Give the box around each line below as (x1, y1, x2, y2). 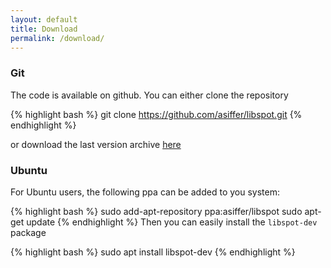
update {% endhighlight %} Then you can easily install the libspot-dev (26, 216, 318, 228)
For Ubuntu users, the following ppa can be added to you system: (10, 186, 280, 198)
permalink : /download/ (10, 33, 105, 43)
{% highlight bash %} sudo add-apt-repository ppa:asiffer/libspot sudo (10, 205, 303, 217)
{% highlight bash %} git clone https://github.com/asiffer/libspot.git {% (10, 108, 303, 120)
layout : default (10, 14, 78, 25)
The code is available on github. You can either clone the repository (10, 89, 289, 101)
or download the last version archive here (10, 138, 182, 150)
